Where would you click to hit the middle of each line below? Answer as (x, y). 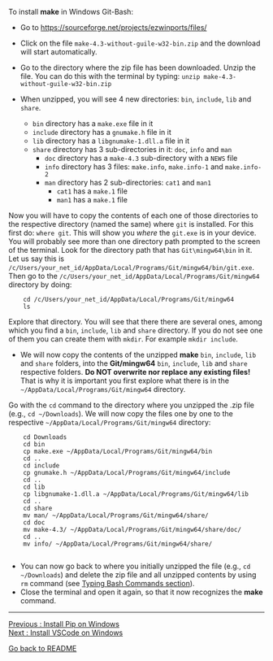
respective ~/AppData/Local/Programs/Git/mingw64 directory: (110, 422)
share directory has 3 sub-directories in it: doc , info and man (132, 149)
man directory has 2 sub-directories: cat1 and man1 (128, 183)
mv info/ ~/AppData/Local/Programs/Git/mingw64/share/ (118, 544)
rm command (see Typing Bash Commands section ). (107, 583)
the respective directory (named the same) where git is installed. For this (131, 224)
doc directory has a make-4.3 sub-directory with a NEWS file (141, 158)
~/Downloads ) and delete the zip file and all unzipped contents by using (138, 575)
